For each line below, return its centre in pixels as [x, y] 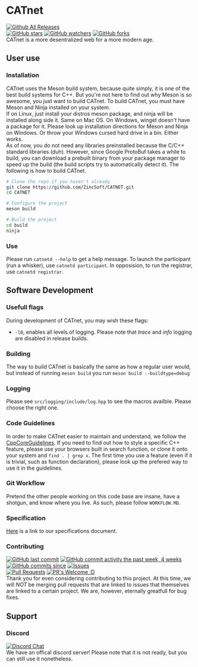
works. [15, 139]
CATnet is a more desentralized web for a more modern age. [80, 39]
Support [22, 616]
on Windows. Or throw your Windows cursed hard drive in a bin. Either [92, 132]
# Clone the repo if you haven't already [58, 182]
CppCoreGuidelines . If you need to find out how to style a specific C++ [93, 442]
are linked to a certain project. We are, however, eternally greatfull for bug [97, 591]
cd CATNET [18, 193]
